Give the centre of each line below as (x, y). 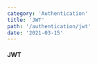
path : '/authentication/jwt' (49, 26)
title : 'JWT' (26, 20)
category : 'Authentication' (48, 13)
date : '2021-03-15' (35, 33)
